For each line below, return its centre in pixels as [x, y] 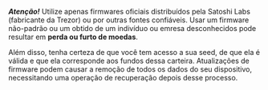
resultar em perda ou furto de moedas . [73, 37]
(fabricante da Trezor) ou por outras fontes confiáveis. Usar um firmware [129, 20]
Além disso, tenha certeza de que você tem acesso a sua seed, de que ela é [134, 52]
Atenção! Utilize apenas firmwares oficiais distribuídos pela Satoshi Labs [130, 12]
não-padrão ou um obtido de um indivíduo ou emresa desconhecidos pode [132, 28]
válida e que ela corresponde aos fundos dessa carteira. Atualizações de [129, 61]
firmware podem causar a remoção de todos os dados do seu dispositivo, [130, 69]
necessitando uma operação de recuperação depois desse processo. [123, 78]
